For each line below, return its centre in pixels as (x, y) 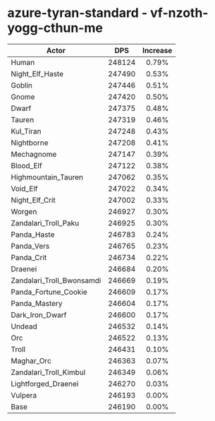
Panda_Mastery (37, 303)
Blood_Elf (26, 165)
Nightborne (30, 143)
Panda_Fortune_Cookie (49, 292)
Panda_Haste (33, 235)
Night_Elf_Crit (33, 200)
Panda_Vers (30, 246)
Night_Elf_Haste (37, 73)
